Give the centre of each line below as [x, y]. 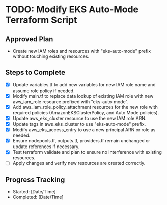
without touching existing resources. [51, 56]
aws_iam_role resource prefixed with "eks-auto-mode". [71, 101]
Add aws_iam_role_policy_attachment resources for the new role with [85, 107]
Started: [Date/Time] [34, 192]
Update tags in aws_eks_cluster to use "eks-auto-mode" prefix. [79, 124]
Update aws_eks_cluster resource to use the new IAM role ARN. [79, 118]
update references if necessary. [46, 147]
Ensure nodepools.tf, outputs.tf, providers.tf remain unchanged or [81, 141]
